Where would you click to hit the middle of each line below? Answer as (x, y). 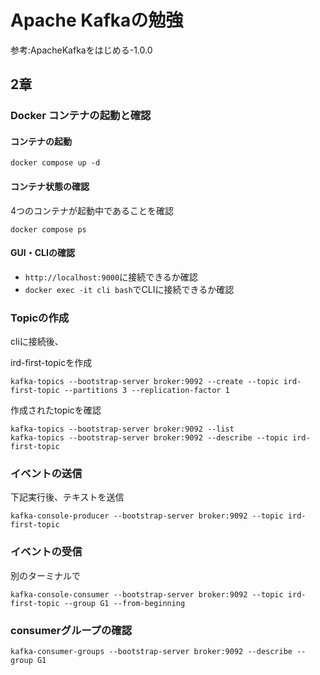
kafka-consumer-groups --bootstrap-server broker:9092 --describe (151, 652)
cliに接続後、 (37, 342)
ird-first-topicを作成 (51, 363)
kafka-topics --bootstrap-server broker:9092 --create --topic (145, 382)
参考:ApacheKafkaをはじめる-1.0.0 (81, 50)
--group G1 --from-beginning (124, 603)
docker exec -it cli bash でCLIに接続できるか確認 (129, 289)
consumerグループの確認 (71, 630)
